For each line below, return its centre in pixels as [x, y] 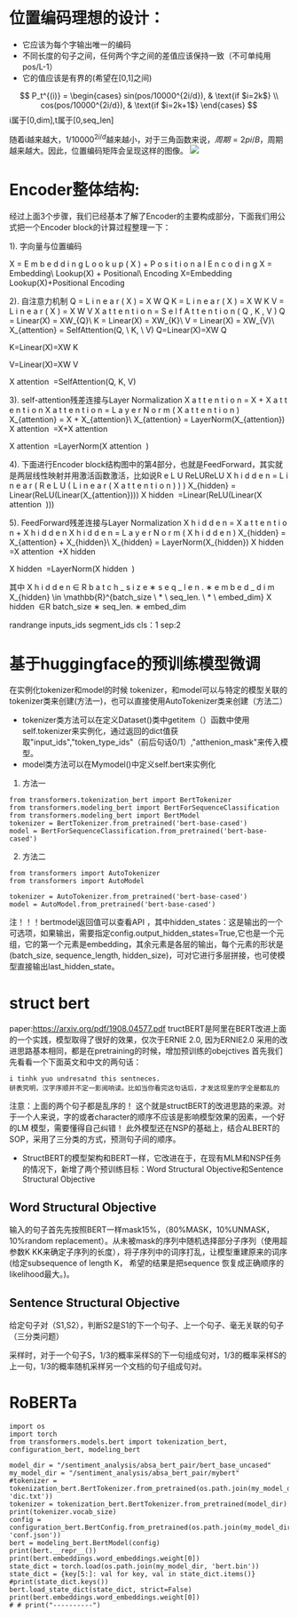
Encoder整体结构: [74, 190]
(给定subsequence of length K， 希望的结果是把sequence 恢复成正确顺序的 [147, 1263]
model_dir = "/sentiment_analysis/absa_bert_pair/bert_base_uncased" [141, 1465]
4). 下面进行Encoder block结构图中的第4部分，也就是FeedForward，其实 [142, 464]
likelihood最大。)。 [42, 1274]
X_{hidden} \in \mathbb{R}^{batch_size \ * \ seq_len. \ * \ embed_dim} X [141, 597]
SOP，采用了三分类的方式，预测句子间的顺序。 [95, 1139]
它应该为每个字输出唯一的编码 [76, 44]
